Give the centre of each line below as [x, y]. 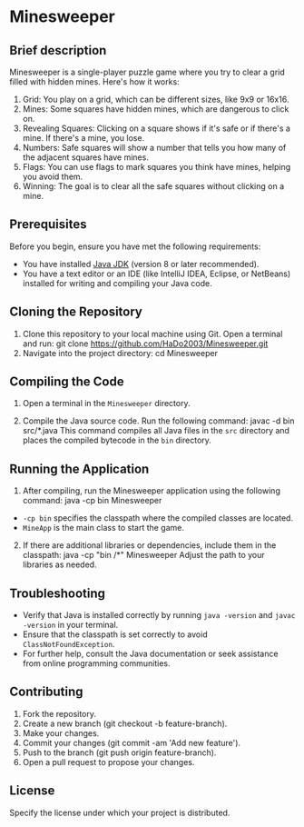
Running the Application [79, 468]
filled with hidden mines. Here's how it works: [94, 82]
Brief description [58, 50]
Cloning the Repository [76, 312]
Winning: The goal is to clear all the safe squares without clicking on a [153, 186]
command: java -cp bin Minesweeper [92, 501]
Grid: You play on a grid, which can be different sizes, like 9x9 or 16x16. [156, 99]
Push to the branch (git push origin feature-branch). [119, 752]
